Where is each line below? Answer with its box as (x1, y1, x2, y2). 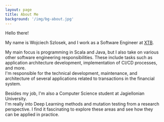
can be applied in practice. (5, 112, 59, 118)
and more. (5, 65, 26, 71)
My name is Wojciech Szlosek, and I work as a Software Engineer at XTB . (5, 40, 154, 46)
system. (5, 81, 21, 87)
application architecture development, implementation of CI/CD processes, (5, 60, 158, 66)
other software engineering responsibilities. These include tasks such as (5, 55, 153, 61)
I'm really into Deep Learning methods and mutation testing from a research (5, 101, 160, 107)
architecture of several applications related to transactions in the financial (5, 75, 155, 82)
